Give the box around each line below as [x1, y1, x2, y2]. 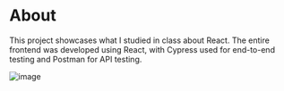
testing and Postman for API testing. [9, 54, 142, 64]
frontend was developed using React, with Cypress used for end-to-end [9, 44, 276, 54]
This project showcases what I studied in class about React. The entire [9, 35, 271, 45]
